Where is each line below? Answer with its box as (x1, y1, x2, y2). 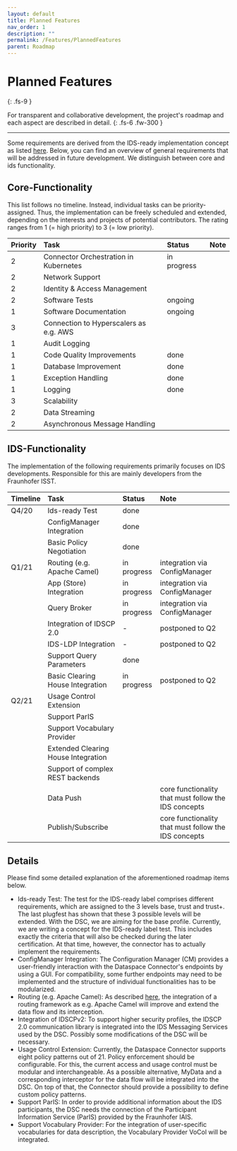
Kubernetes (43, 260, 83, 270)
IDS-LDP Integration (47, 639, 116, 649)
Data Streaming (43, 407, 95, 417)
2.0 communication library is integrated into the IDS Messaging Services (17, 1023, 228, 1031)
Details (7, 855, 39, 867)
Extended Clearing (47, 744, 109, 753)
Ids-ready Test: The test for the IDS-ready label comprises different (17, 895, 214, 903)
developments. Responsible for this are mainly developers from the (7, 469, 202, 478)
